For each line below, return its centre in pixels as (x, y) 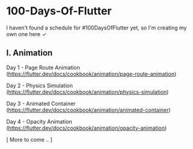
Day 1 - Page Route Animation (43, 67)
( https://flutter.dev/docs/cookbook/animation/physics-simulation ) (87, 92)
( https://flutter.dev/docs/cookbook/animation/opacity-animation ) (87, 128)
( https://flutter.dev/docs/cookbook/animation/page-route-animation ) (91, 74)
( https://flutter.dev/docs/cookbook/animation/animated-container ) (88, 110)
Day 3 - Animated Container (41, 103)
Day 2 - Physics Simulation (40, 85)
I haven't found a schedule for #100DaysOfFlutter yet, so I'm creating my (96, 28)
